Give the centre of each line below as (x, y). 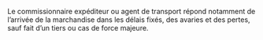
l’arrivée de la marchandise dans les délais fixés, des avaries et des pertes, (129, 20)
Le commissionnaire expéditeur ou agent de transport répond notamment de (131, 11)
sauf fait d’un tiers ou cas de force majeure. (78, 28)
